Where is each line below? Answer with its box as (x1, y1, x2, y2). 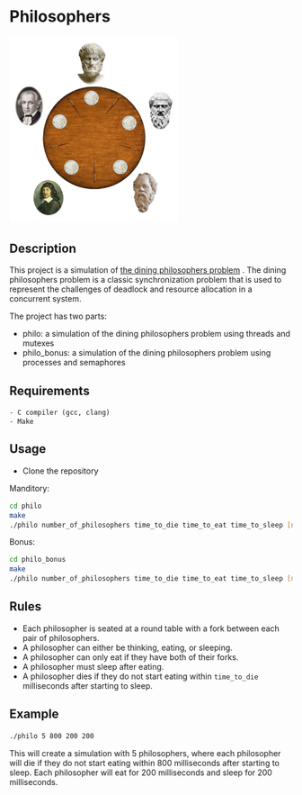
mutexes (22, 338, 55, 348)
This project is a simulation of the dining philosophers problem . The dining (9, 265, 287, 276)
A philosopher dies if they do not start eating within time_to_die (22, 671, 259, 682)
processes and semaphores (22, 357, 126, 368)
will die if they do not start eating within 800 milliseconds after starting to (9, 757, 280, 768)
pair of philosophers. (22, 632, 100, 643)
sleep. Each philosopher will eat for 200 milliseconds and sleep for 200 (9, 767, 272, 778)
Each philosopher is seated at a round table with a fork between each (22, 623, 280, 634)
